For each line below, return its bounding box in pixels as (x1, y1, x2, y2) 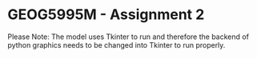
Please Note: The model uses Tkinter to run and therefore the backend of (7, 32, 250, 41)
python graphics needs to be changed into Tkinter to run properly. (7, 40, 226, 49)
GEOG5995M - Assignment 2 (7, 6, 205, 24)
